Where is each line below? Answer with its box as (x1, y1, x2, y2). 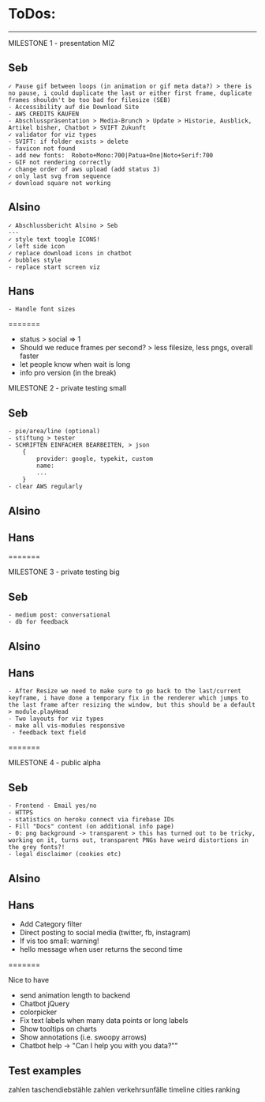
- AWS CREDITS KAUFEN (8, 110, 80, 118)
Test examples (8, 1064, 82, 1077)
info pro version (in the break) (19, 368, 117, 378)
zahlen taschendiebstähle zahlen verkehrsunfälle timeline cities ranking (8, 1085, 241, 1095)
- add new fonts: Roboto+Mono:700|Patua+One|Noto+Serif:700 (8, 151, 214, 159)
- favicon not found (8, 144, 77, 153)
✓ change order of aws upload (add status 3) (8, 165, 160, 173)
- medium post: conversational (8, 611, 111, 619)
